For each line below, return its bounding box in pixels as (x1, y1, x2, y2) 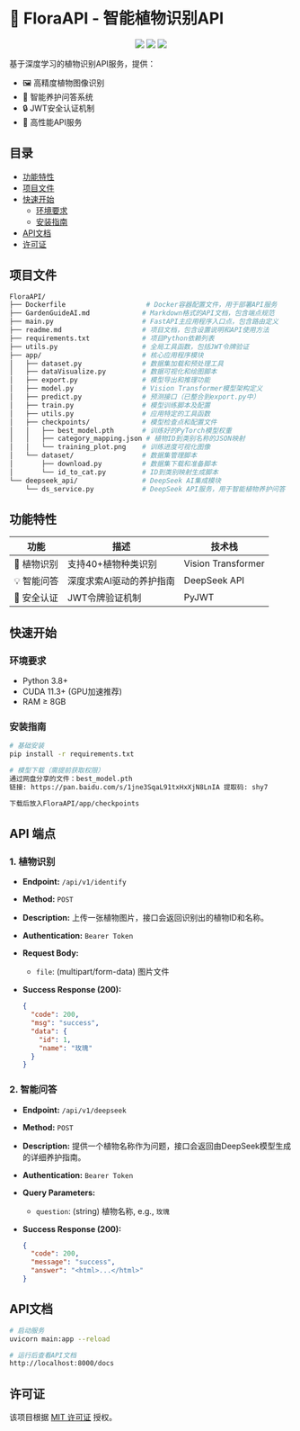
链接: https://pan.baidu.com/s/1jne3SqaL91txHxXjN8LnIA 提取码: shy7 (9, 782, 269, 792)
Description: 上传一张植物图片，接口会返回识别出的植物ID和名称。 (22, 913, 269, 923)
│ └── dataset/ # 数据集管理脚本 (9, 451, 198, 460)
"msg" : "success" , (31, 1019, 100, 1028)
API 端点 (9, 826, 57, 841)
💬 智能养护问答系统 (22, 91, 93, 102)
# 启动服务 (9, 1326, 45, 1335)
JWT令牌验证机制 (66, 591, 142, 604)
